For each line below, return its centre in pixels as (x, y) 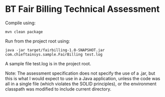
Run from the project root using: (38, 41)
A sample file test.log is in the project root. (48, 63)
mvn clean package (24, 32)
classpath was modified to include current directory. (58, 89)
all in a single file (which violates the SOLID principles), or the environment (81, 84)
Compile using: (21, 23)
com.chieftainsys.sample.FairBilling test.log (54, 54)
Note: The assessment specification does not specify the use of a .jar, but (80, 73)
